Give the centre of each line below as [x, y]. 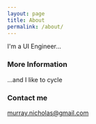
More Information [37, 65]
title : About [26, 20]
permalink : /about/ [35, 26]
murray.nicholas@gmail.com [48, 113]
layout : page [26, 14]
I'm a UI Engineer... [34, 47]
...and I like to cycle [35, 79]
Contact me [27, 98]
